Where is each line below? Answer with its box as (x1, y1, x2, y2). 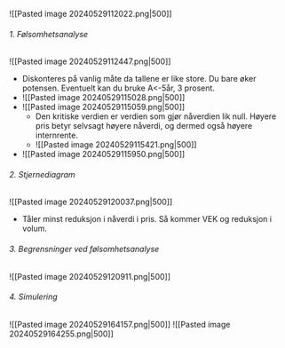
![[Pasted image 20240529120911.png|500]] (9, 271, 171, 281)
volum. (21, 223, 47, 234)
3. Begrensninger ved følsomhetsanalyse (9, 244, 160, 254)
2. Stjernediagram (9, 169, 75, 179)
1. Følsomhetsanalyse (9, 28, 89, 39)
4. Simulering (9, 291, 58, 302)
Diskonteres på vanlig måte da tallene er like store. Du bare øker (21, 74, 257, 84)
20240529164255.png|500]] (9, 328, 114, 339)
